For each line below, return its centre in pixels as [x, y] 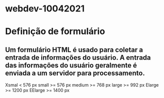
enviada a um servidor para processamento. [75, 73]
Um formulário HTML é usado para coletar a [74, 49]
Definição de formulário [55, 32]
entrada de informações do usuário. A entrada [78, 57]
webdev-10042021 [45, 9]
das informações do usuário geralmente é [71, 65]
